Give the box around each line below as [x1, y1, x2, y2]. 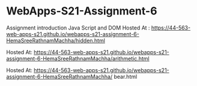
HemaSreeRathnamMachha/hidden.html [6, 37, 105, 44]
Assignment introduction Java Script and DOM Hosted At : [6, 24, 150, 31]
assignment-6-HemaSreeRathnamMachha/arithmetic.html [6, 55, 150, 62]
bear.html [114, 73, 138, 80]
